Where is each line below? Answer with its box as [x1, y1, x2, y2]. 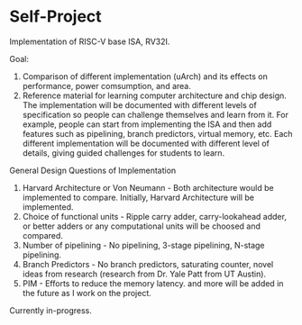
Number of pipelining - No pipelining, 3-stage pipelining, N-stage [22, 239, 265, 250]
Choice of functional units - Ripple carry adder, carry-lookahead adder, [22, 211, 287, 221]
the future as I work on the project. [22, 287, 151, 298]
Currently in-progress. [9, 304, 93, 316]
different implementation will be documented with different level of [22, 138, 270, 149]
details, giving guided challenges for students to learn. [22, 147, 225, 158]
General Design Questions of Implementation [9, 165, 177, 176]
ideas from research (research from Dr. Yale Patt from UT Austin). [22, 268, 267, 279]
